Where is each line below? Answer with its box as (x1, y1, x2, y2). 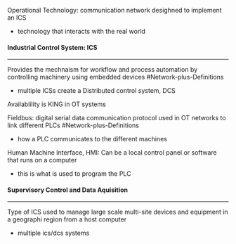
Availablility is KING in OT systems (7, 100, 107, 108)
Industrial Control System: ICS (7, 43, 98, 51)
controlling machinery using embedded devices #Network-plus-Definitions (7, 73, 224, 82)
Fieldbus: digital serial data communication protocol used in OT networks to (7, 114, 226, 122)
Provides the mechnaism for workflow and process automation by (7, 65, 198, 74)
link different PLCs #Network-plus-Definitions (7, 121, 139, 129)
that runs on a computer (7, 156, 77, 165)
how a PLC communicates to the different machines (17, 135, 167, 143)
